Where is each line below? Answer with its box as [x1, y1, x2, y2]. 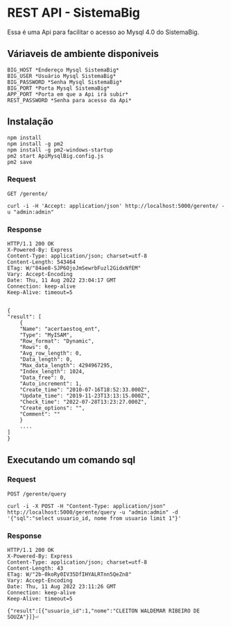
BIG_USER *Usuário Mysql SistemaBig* [7, 72, 117, 79]
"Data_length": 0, [19, 356, 73, 363]
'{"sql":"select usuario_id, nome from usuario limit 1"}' [7, 514, 182, 522]
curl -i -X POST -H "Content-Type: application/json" [7, 503, 166, 510]
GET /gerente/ [7, 190, 49, 197]
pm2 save [7, 158, 33, 165]
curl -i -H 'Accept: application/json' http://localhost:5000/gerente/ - [7, 202, 225, 209]
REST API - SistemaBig [7, 5, 140, 21]
